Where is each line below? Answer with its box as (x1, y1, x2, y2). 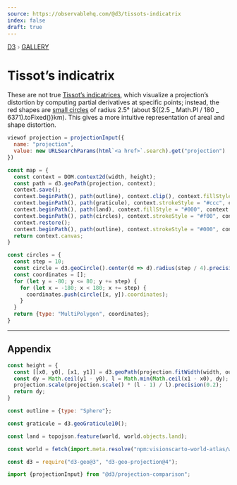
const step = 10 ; (13, 258, 65, 265)
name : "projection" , (13, 141, 74, 148)
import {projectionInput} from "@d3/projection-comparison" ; (7, 471, 191, 478)
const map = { (7, 166, 49, 173)
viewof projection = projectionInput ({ (7, 135, 125, 142)
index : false (7, 17, 46, 24)
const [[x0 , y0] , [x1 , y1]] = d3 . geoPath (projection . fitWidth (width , (13, 368, 222, 376)
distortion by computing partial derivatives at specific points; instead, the (7, 98, 220, 106)
